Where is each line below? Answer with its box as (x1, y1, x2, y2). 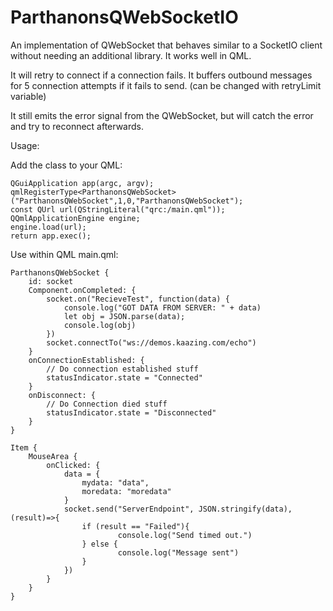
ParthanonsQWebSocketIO (10, 6, 239, 29)
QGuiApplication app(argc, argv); (10, 178, 155, 188)
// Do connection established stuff (46, 364, 199, 374)
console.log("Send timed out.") (117, 530, 253, 540)
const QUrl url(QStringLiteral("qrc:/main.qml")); (10, 204, 226, 215)
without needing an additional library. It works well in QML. (10, 49, 252, 61)
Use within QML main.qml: (10, 248, 119, 260)
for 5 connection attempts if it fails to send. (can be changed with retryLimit (10, 79, 322, 91)
